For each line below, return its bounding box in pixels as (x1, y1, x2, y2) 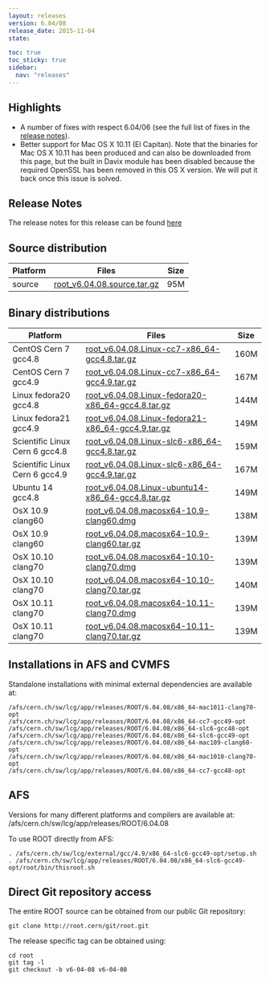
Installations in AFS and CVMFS (8, 658, 170, 672)
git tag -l (8, 959, 45, 967)
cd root (8, 951, 35, 960)
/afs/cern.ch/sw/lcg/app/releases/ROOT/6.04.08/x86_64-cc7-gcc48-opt (8, 767, 247, 775)
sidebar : (8, 63, 38, 72)
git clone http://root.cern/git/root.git (8, 922, 149, 931)
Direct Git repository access (8, 886, 152, 899)
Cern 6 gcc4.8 (12, 446, 67, 456)
